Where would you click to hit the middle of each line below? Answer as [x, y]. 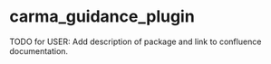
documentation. [39, 50]
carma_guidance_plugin [102, 17]
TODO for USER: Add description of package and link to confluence [135, 41]
